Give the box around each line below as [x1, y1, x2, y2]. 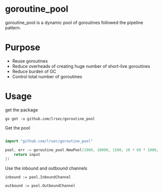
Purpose [5, 42, 41, 53]
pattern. [5, 24, 21, 30]
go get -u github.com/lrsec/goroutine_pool [5, 116, 95, 121]
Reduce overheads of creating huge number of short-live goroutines [12, 63, 150, 69]
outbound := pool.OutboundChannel [5, 183, 76, 189]
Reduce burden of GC [12, 68, 56, 74]
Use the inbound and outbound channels [5, 165, 88, 172]
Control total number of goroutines [12, 73, 82, 79]
